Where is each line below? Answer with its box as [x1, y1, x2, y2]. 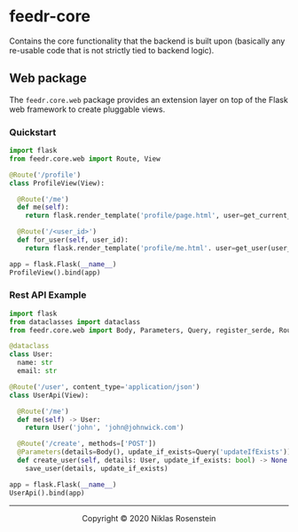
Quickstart [9, 126, 57, 139]
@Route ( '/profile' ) [9, 171, 82, 179]
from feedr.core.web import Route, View [9, 154, 161, 163]
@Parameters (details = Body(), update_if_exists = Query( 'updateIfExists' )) [17, 448, 292, 457]
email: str [17, 367, 58, 376]
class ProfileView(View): [9, 179, 105, 187]
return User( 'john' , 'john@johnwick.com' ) [25, 424, 184, 433]
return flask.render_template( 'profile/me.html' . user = [25, 243, 237, 252]
